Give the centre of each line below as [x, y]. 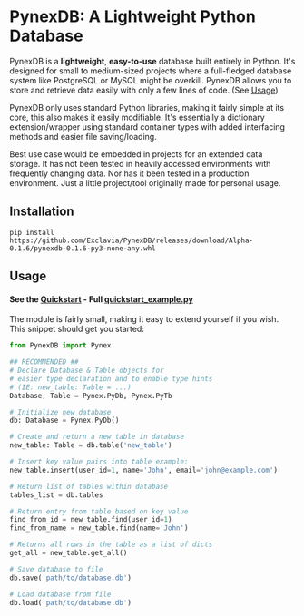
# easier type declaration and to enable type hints [111, 378]
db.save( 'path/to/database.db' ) [70, 578]
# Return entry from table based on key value [99, 511]
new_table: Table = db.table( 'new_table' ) [91, 445]
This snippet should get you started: [77, 329]
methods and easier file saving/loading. [83, 136]
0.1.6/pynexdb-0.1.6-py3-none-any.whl [83, 248]
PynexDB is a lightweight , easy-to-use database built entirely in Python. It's [152, 61]
